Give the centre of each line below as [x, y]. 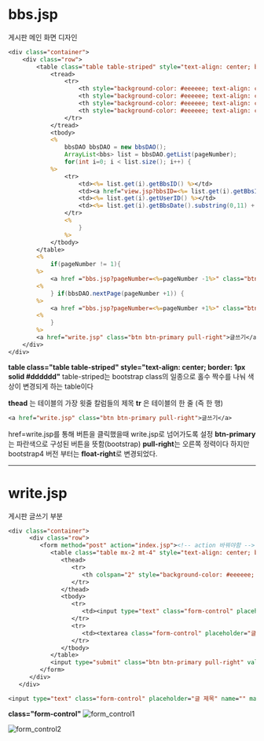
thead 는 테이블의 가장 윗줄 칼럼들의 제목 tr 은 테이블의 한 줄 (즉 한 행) [116, 403]
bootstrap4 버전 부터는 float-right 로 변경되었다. [83, 453]
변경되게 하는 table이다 [58, 386]
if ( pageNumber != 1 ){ [86, 264]
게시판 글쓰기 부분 [35, 516]
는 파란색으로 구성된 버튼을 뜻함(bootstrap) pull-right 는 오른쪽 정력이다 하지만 [129, 444]
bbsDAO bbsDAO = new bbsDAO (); [115, 147]
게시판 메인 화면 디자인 [43, 37]
